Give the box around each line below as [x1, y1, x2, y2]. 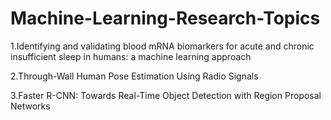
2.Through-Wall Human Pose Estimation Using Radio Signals [10, 70, 259, 82]
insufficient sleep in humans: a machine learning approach [10, 50, 252, 62]
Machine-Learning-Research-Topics [10, 7, 321, 30]
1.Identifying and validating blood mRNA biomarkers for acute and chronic [10, 40, 315, 52]
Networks [10, 100, 51, 112]
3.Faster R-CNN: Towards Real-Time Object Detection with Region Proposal [10, 89, 322, 101]
